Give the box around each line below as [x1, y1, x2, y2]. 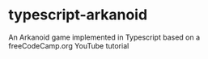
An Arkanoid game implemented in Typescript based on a [8, 32, 201, 42]
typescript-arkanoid [8, 6, 148, 24]
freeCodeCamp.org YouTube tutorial [8, 40, 129, 50]
